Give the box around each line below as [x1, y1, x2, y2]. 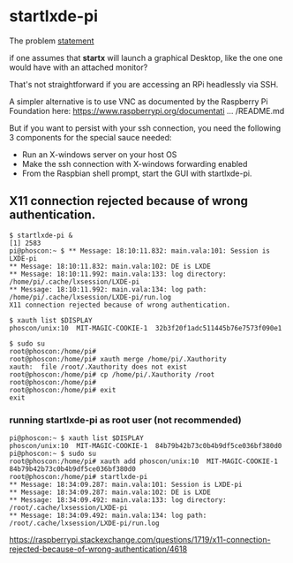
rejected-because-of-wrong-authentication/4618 [9, 544, 188, 554]
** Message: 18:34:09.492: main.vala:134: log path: [9, 511, 207, 521]
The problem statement [9, 35, 94, 46]
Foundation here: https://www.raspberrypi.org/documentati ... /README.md [9, 105, 285, 116]
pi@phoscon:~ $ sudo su [9, 449, 97, 459]
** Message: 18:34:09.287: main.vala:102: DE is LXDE [9, 488, 212, 497]
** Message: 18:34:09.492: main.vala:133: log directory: [9, 496, 227, 505]
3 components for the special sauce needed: [9, 132, 172, 142]
